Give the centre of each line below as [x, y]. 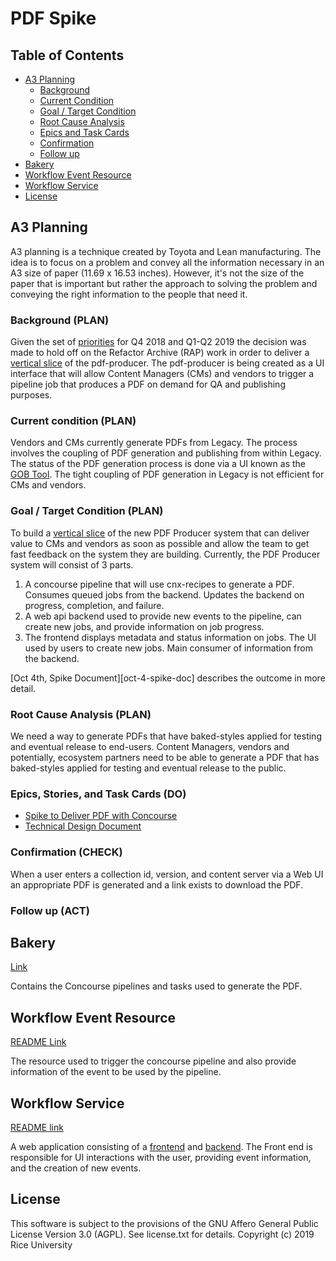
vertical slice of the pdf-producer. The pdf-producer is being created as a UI [167, 363]
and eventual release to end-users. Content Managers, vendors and [150, 746]
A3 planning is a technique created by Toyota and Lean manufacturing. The [166, 251]
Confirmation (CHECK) [66, 852]
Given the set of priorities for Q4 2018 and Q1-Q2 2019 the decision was [158, 342]
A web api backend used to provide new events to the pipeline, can [163, 616]
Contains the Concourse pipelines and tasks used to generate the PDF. [156, 986]
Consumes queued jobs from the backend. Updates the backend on [164, 594]
